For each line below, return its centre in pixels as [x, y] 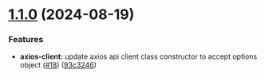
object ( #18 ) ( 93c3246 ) [58, 65]
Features [26, 40]
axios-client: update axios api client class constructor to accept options [138, 56]
